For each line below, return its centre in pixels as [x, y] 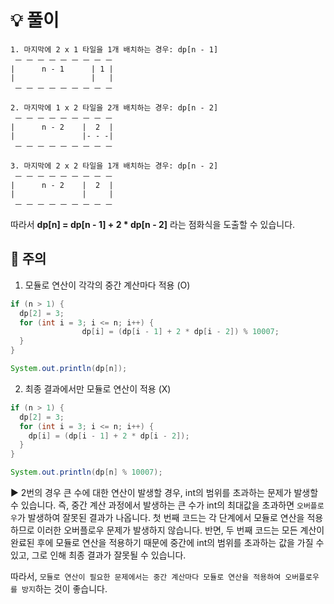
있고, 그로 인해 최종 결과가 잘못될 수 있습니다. [98, 555]
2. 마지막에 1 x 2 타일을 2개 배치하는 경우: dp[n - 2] [114, 107]
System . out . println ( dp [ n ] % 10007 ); [86, 472]
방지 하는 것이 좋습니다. [64, 589]
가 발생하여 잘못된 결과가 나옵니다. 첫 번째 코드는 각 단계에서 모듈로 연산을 [160, 517]
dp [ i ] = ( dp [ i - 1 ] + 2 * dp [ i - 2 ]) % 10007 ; [180, 332]
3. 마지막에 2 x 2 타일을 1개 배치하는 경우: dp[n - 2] [114, 166]
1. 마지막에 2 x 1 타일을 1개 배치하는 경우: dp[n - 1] [114, 49]
